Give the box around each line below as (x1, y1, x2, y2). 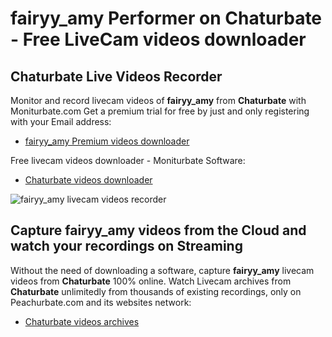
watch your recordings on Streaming (10, 238, 243, 255)
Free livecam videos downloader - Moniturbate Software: (10, 155, 246, 166)
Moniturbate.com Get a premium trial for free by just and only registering (10, 105, 310, 117)
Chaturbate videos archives (24, 315, 140, 327)
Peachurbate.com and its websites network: (10, 296, 192, 308)
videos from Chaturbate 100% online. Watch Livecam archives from (10, 275, 292, 287)
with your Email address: (10, 116, 112, 127)
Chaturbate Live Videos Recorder (10, 68, 223, 85)
